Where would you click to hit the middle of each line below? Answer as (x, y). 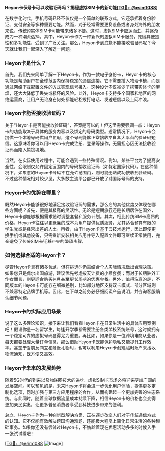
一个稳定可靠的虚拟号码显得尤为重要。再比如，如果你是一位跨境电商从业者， (82, 336)
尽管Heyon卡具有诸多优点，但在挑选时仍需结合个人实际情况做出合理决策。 (81, 267)
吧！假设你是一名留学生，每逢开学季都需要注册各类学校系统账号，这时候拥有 (82, 329)
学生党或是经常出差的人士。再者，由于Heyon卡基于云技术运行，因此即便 (78, 229)
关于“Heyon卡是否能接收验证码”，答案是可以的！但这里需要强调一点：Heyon (82, 125)
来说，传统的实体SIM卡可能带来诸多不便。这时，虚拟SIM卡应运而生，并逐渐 (82, 31)
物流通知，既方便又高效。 (31, 354)
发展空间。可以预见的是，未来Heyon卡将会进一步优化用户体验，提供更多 (78, 386)
